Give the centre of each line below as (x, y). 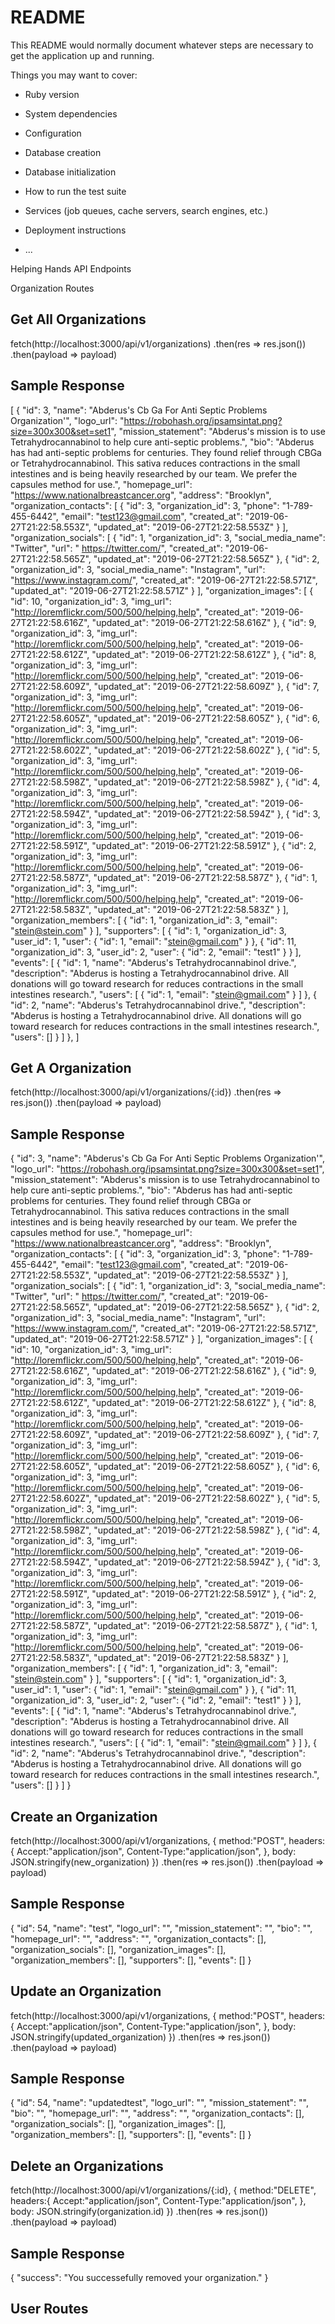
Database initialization (70, 172)
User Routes (49, 2309)
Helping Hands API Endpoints (71, 268)
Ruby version (52, 94)
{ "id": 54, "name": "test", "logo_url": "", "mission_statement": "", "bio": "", (161, 1928)
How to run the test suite (75, 191)
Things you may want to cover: (74, 75)
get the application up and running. (82, 55)
